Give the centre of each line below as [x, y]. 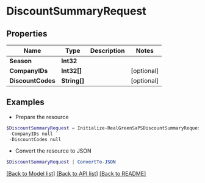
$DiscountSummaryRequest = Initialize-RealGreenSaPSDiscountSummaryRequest [105, 128]
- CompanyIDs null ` [34, 134]
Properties [27, 34]
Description [107, 51]
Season [21, 61]
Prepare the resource [42, 117]
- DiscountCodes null [35, 139]
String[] [73, 81]
